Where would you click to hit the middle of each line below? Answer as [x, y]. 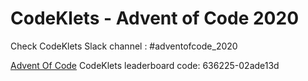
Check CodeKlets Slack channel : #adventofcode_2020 [124, 46]
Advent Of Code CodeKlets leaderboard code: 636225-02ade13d [145, 65]
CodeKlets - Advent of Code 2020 [155, 18]
